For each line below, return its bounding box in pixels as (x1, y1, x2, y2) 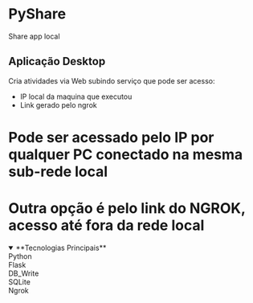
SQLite (8, 276, 31, 286)
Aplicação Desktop (8, 55, 106, 68)
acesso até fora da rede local (8, 216, 205, 235)
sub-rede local (8, 162, 108, 181)
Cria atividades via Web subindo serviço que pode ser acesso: (8, 76, 215, 85)
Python (8, 251, 32, 261)
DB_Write (8, 268, 39, 278)
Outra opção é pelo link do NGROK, (8, 199, 246, 218)
